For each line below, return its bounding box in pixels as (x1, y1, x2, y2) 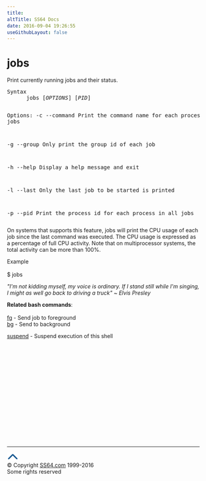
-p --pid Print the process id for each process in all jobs (7, 210, 194, 217)
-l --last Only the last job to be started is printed (7, 187, 175, 194)
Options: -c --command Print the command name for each (7, 112, 178, 119)
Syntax (7, 89, 27, 95)
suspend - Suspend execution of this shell (7, 332, 114, 340)
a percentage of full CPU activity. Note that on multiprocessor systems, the (7, 240, 196, 247)
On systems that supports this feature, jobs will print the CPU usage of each (7, 227, 199, 234)
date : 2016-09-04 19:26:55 (7, 23, 76, 29)
